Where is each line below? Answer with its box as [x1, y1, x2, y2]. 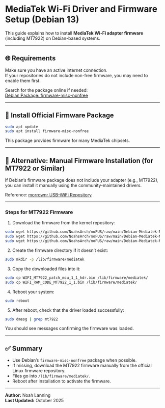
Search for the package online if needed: [5, 87, 88, 93]
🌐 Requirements [5, 54, 56, 62]
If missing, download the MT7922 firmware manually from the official [12, 362, 152, 369]
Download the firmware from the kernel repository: [12, 220, 115, 226]
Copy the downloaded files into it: [12, 266, 81, 272]
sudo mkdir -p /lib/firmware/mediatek [5, 257, 84, 262]
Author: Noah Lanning [5, 392, 51, 398]
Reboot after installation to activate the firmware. [12, 378, 111, 384]
